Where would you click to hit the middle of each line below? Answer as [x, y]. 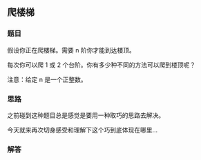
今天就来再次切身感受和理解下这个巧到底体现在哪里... [83, 130]
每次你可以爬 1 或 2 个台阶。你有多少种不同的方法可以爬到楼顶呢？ [101, 65]
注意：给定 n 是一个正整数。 [47, 79]
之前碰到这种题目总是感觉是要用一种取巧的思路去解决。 [86, 115]
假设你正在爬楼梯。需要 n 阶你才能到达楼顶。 [71, 50]
